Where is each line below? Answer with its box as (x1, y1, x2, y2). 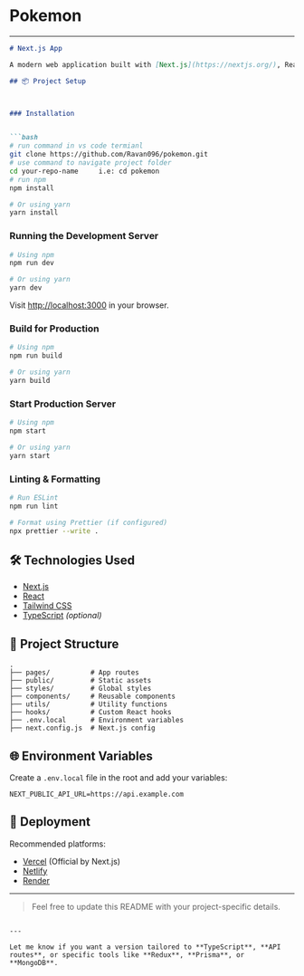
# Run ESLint (9, 493, 59, 502)
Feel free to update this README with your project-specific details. (31, 901, 280, 912)
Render (22, 875, 51, 885)
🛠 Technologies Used (9, 552, 136, 568)
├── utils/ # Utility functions (9, 700, 168, 709)
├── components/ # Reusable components (9, 692, 176, 702)
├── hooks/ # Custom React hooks (9, 708, 172, 717)
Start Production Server (9, 397, 116, 410)
